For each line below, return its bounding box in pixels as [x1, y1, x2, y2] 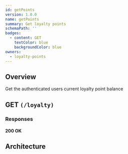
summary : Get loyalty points [5, 21, 66, 27]
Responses [5, 115, 34, 122]
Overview [5, 72, 37, 81]
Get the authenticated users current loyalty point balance [5, 86, 123, 92]
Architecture [5, 142, 46, 151]
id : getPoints [5, 7, 35, 13]
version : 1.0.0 [5, 12, 37, 17]
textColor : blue [14, 40, 49, 45]
